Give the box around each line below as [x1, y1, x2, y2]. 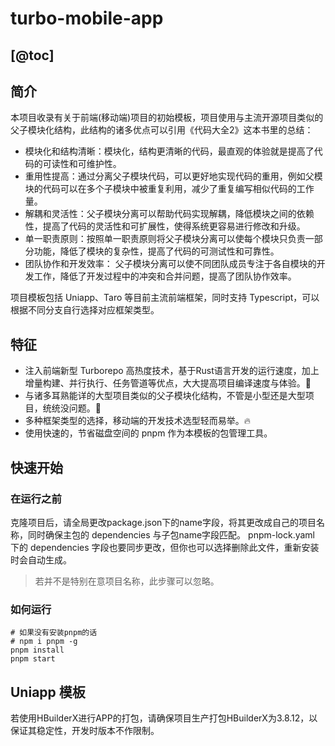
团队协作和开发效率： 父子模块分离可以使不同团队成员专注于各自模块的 [24, 258, 317, 270]
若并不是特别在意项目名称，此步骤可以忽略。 [34, 575, 220, 587]
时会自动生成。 [10, 553, 72, 566]
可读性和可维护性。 [42, 158, 122, 170]
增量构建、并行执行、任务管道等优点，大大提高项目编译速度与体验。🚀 [24, 377, 312, 389]
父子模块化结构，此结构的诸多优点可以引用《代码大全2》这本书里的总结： [10, 124, 314, 136]
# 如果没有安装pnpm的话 [10, 628, 98, 638]
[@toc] [10, 47, 55, 64]
